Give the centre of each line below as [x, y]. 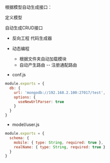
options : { [25, 97]
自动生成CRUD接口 [24, 28]
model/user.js [26, 125]
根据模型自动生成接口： [28, 7]
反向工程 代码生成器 [32, 38]
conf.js [19, 75]
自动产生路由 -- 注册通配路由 [48, 65]
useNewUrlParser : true [41, 102]
